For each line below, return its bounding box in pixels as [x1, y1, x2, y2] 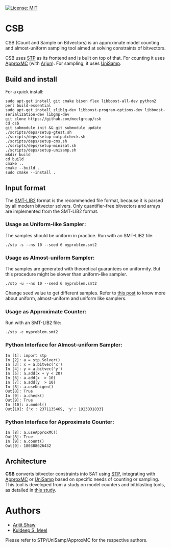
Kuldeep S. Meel [12, 527, 47, 533]
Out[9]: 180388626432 [5, 443, 52, 449]
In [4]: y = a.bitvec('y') [5, 366, 63, 371]
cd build [5, 156, 24, 162]
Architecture [5, 457, 47, 466]
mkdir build [5, 152, 31, 157]
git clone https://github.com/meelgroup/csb [5, 116, 102, 121]
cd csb [5, 120, 19, 126]
